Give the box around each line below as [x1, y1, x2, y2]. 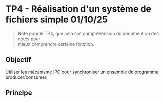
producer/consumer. [5, 74, 48, 80]
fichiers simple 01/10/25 [5, 14, 108, 25]
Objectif [5, 56, 31, 64]
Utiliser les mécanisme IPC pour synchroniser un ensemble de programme [5, 69, 159, 75]
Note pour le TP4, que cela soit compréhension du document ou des [17, 30, 159, 36]
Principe [5, 89, 32, 97]
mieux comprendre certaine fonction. [17, 41, 94, 47]
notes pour [17, 36, 40, 42]
